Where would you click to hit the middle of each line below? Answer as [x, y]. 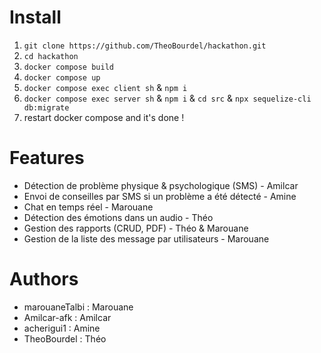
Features [47, 158]
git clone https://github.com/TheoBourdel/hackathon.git [145, 46]
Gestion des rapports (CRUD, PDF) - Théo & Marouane [136, 228]
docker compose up [62, 77]
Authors [44, 279]
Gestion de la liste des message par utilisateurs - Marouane [146, 238]
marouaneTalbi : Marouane [78, 307]
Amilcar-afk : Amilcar [67, 317]
